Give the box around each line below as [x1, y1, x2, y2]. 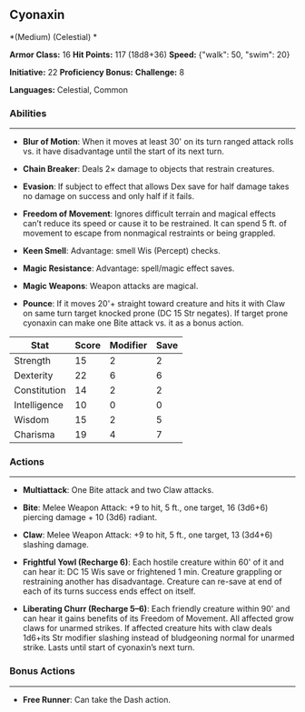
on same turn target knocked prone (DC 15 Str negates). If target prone [22, 308, 289, 319]
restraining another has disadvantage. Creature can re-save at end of [22, 577, 283, 587]
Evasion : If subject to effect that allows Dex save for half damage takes [22, 181, 290, 192]
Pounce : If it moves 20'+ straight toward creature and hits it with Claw [22, 298, 286, 309]
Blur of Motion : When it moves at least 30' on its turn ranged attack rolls [22, 136, 294, 147]
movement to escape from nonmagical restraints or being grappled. [22, 227, 276, 239]
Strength [14, 355, 52, 367]
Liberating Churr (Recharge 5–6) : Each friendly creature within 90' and [22, 604, 290, 615]
